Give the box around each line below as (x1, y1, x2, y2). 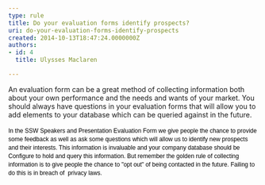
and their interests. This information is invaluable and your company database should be (8, 144, 240, 152)
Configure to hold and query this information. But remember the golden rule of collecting (8, 152, 240, 160)
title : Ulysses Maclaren (15, 56, 98, 64)
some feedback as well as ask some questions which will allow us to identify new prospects (8, 135, 248, 143)
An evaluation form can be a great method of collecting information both (8, 84, 244, 94)
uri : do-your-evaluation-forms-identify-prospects (8, 26, 179, 34)
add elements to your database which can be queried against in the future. (8, 110, 252, 119)
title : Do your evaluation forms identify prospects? (8, 19, 190, 27)
